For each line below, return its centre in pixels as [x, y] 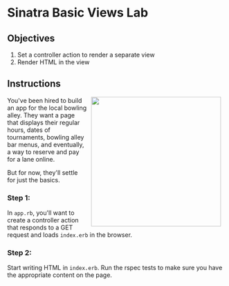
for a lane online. [31, 159]
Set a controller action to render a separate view [86, 55]
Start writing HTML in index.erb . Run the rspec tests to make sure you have [115, 268]
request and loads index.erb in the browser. [70, 235]
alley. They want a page [41, 115]
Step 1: [19, 198]
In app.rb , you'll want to [41, 213]
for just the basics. [34, 180]
